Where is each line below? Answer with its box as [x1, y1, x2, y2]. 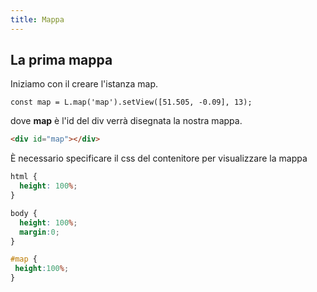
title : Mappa [10, 14, 65, 25]
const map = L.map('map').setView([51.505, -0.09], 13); [10, 97, 253, 108]
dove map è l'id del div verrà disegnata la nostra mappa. [10, 115, 243, 127]
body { [10, 208, 38, 218]
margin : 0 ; [19, 227, 60, 237]
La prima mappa [10, 52, 113, 69]
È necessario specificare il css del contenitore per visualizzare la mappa [10, 152, 308, 165]
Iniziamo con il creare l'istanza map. [10, 78, 159, 90]
